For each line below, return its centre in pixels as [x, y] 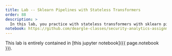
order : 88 [16, 15]
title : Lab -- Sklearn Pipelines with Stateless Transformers [73, 10]
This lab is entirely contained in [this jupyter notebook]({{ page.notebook [82, 43]
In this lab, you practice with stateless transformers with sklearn [85, 24]
